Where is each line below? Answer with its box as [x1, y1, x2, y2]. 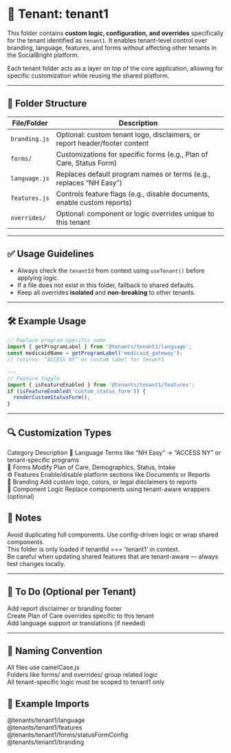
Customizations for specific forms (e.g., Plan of [56, 149, 208, 159]
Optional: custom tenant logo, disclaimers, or [56, 130, 201, 139]
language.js [10, 175, 50, 182]
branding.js [10, 135, 50, 143]
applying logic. [16, 273, 60, 282]
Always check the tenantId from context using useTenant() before [16, 266, 205, 274]
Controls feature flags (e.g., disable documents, [56, 189, 210, 199]
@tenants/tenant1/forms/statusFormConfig [7, 731, 129, 739]
